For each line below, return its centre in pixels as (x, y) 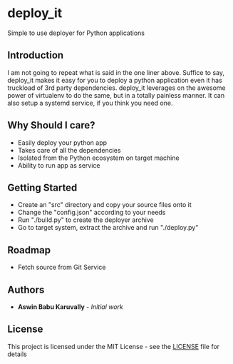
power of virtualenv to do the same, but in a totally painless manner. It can (116, 95)
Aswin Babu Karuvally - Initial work (70, 307)
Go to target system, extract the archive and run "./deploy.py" (108, 228)
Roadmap (29, 250)
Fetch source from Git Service (62, 267)
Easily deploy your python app (62, 142)
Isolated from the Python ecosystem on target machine (98, 158)
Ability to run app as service (59, 165)
